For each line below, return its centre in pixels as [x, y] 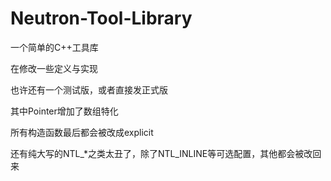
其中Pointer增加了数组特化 [64, 111]
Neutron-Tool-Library [101, 18]
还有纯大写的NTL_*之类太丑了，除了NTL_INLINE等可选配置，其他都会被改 [161, 153]
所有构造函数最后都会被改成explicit [82, 132]
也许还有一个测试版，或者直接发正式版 [89, 89]
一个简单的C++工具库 [54, 47]
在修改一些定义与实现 [54, 68]
